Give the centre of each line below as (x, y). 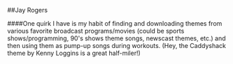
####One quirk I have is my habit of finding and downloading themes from (115, 23)
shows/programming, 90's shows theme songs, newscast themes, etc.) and (116, 38)
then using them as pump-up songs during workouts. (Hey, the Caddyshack (116, 46)
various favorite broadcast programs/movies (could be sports (96, 31)
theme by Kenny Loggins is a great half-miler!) (74, 53)
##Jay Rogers (27, 10)
